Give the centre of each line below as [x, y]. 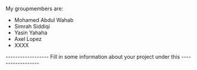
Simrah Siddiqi [32, 26]
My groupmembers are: [35, 9]
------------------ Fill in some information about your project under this [93, 57]
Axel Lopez [28, 39]
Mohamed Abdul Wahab [44, 20]
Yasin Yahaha [31, 33]
